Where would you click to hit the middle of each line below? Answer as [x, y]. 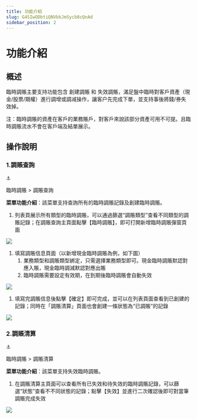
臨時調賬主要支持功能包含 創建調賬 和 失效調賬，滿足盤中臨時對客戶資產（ [96, 92]
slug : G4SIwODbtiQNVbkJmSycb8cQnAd [50, 17]
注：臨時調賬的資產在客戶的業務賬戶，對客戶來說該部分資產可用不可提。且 [96, 119]
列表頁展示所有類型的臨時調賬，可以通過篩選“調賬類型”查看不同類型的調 [102, 215]
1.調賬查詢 [21, 165]
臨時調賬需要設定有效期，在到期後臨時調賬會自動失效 [88, 275]
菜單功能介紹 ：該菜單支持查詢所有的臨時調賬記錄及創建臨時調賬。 [86, 202]
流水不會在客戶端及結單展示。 [57, 126]
